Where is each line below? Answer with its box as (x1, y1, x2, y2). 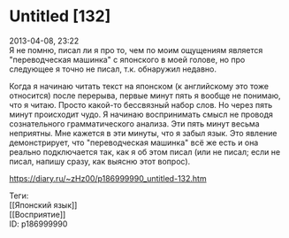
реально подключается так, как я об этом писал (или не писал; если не (9, 146, 281, 157)
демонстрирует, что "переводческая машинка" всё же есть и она (9, 137, 259, 148)
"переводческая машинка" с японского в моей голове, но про (9, 54, 246, 65)
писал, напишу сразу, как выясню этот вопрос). (9, 156, 191, 166)
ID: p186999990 (9, 219, 68, 229)
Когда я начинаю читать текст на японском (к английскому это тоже (9, 81, 270, 91)
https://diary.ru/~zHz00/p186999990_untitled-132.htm (9, 173, 207, 183)
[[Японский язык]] (9, 199, 78, 210)
